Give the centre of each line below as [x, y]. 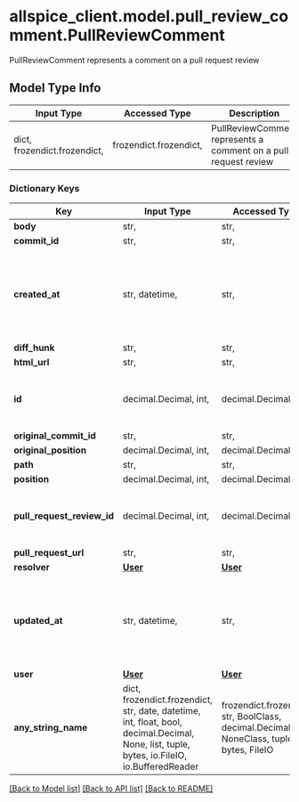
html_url [32, 363]
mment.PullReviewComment [117, 35]
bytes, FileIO [247, 750]
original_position [50, 450]
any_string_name [51, 728]
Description [255, 113]
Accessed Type [157, 113]
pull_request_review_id [64, 516]
